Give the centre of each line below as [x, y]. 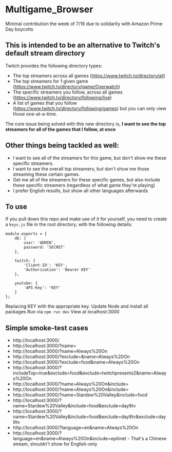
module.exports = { [26, 234]
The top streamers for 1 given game [50, 81]
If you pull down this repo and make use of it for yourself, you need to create [86, 219]
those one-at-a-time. [35, 114]
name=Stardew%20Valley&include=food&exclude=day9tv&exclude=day [89, 417]
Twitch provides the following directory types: [54, 66]
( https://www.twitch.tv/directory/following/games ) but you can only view [90, 108]
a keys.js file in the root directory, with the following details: [69, 224]
